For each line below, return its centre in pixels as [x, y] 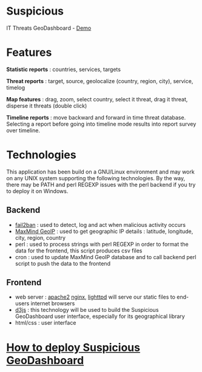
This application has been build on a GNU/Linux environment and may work [101, 172]
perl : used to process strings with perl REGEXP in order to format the [102, 244]
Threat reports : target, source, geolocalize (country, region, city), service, [100, 81]
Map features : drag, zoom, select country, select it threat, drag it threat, [97, 99]
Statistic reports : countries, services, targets [64, 69]
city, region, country [40, 237]
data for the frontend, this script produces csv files [79, 251]
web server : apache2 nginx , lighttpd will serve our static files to [95, 297]
